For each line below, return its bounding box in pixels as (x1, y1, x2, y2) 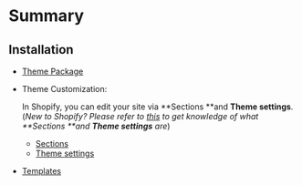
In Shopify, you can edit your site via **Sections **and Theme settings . (21, 101, 294, 112)
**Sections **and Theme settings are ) (21, 120, 171, 131)
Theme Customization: (21, 84, 108, 94)
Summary (8, 5, 84, 26)
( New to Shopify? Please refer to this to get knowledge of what (21, 111, 259, 121)
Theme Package (21, 66, 84, 77)
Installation (8, 42, 74, 57)
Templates (21, 166, 61, 176)
